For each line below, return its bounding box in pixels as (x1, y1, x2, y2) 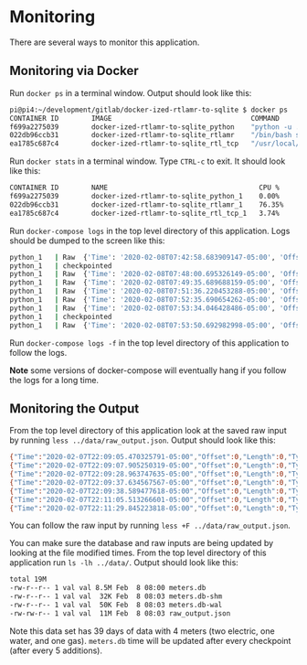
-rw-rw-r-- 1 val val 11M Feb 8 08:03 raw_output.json (9, 608, 231, 618)
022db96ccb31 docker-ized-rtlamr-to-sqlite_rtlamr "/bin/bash (9, 131, 292, 140)
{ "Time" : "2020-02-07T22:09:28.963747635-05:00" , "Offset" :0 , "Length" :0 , (9, 469, 288, 479)
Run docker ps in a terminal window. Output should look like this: (9, 87, 252, 98)
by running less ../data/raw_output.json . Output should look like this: (9, 434, 276, 445)
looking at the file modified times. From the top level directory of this (9, 547, 267, 559)
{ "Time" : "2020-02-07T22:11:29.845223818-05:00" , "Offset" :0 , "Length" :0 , (9, 503, 288, 513)
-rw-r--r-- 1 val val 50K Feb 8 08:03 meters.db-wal (9, 601, 223, 610)
